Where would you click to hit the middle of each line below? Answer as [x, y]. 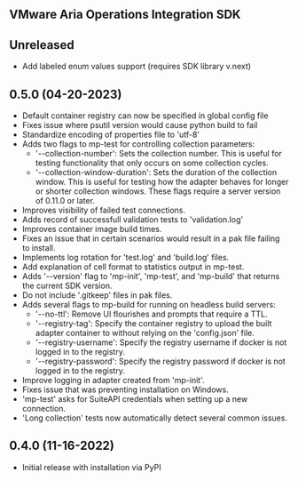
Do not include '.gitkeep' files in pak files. [97, 295]
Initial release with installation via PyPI [91, 467]
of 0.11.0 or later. [65, 201]
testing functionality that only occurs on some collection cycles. [152, 163]
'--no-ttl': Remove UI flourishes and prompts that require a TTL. [151, 314]
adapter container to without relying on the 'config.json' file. [145, 333]
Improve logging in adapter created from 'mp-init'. [113, 381]
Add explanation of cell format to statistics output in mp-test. [133, 267]
